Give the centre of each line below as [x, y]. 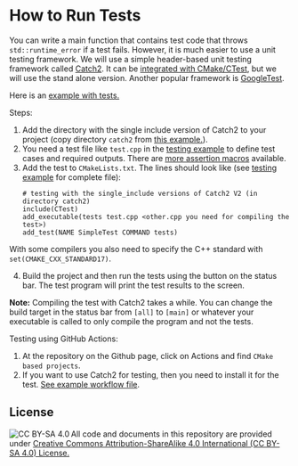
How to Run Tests [75, 16]
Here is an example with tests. [64, 95]
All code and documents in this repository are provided [172, 434]
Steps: [21, 112]
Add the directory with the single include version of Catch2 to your [144, 129]
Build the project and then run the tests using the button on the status [149, 275]
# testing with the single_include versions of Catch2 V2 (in [140, 193]
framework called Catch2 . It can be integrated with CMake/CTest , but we [143, 69]
